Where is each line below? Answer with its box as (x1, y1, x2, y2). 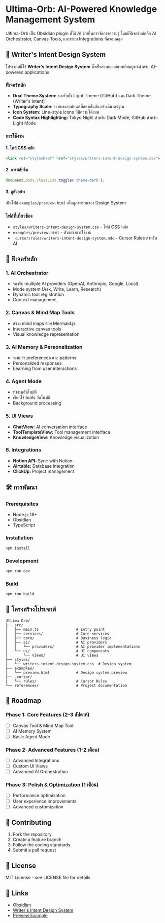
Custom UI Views (12, 763, 48, 769)
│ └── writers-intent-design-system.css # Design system (5, 661, 132, 666)
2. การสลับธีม (5, 166, 28, 172)
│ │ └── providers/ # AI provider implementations (5, 644, 140, 649)
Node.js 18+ (12, 512, 37, 518)
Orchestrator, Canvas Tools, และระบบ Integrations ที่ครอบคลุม (5, 36, 123, 41)
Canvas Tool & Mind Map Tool (12, 722, 73, 728)
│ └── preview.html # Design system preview (5, 670, 127, 675)
